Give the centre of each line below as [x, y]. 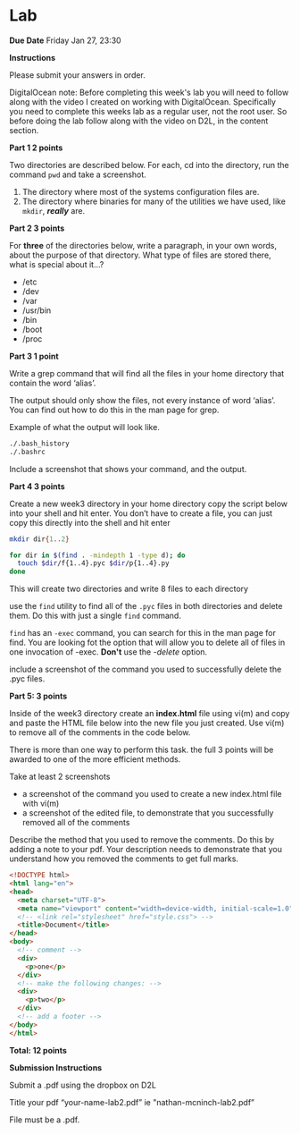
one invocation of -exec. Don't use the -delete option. [108, 652]
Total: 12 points [38, 1050]
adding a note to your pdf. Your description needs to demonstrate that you [146, 850]
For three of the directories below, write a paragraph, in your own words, [143, 245]
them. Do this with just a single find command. [95, 616]
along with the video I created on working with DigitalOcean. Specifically [143, 102]
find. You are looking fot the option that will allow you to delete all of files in [147, 643]
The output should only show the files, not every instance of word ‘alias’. [142, 400]
